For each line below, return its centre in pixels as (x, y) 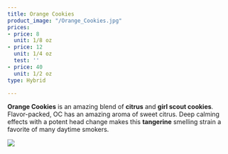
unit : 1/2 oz (33, 73)
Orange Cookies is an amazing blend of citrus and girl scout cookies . (110, 107)
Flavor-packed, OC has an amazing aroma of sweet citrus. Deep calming (114, 114)
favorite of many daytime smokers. (58, 130)
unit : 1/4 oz (33, 54)
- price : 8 (23, 34)
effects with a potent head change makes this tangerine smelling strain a (114, 122)
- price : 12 (25, 47)
